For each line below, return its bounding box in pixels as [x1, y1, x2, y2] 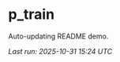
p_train [8, 5, 55, 24]
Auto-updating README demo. [8, 31, 109, 41]
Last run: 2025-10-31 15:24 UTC [8, 46, 113, 56]
